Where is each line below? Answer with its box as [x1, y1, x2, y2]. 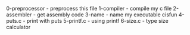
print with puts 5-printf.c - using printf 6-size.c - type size [26, 17, 169, 24]
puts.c [6, 17, 22, 24]
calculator [6, 23, 31, 30]
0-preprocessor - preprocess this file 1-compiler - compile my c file [6, 5, 172, 12]
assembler [6, 11, 32, 18]
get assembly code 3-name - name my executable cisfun [36, 11, 177, 18]
